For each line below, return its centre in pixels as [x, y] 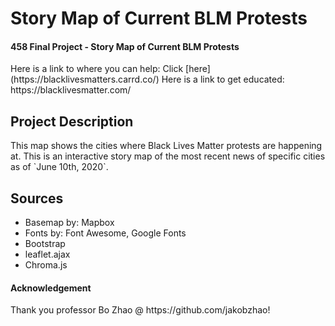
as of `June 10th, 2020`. [59, 167]
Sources [37, 198]
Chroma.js [46, 265]
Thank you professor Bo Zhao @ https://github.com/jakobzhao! [140, 310]
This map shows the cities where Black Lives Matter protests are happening [166, 146]
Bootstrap [45, 244]
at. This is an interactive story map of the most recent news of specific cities [168, 156]
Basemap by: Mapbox [69, 223]
